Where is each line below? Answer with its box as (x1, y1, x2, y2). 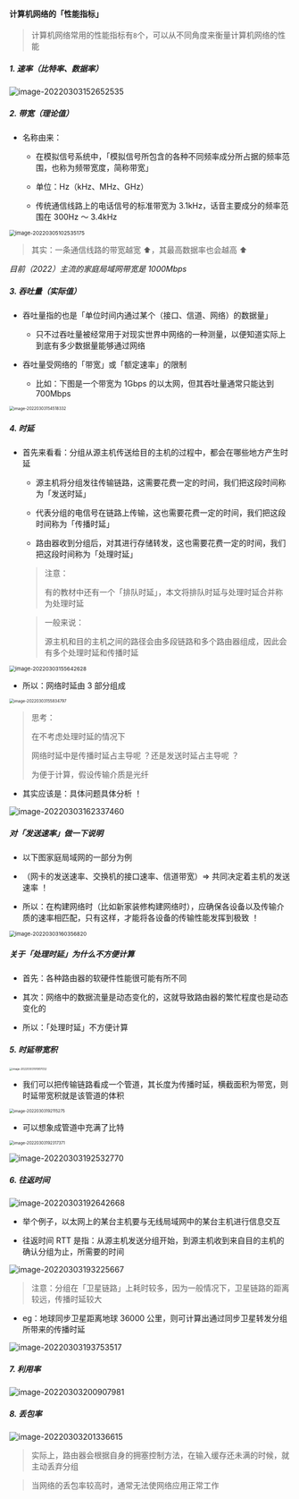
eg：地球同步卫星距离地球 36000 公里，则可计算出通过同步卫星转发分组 (21, 1313, 288, 1324)
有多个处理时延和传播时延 (44, 647, 139, 658)
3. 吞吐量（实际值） (9, 285, 82, 296)
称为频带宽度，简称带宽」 (59, 162, 154, 174)
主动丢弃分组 (30, 1461, 79, 1472)
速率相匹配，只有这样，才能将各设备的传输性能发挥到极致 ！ (37, 913, 260, 924)
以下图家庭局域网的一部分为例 (21, 852, 132, 863)
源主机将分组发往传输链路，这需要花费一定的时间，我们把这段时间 (35, 477, 278, 488)
